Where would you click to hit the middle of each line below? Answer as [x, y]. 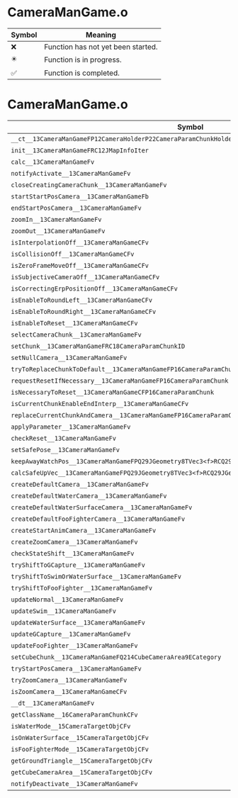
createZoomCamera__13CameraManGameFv [74, 542]
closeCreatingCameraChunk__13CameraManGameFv [89, 185]
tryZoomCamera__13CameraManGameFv [69, 680]
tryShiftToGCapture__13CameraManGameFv [78, 565]
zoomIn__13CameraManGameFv [56, 219]
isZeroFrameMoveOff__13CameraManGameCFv [80, 265]
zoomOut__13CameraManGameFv [58, 231]
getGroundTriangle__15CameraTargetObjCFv [82, 760]
